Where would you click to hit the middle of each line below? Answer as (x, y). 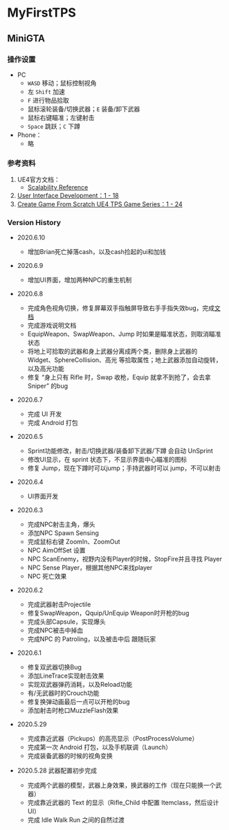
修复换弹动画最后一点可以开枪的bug (79, 702)
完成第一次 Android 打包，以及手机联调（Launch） (99, 747)
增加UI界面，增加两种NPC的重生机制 (80, 280)
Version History (34, 223)
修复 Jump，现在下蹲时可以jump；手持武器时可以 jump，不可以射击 (124, 468)
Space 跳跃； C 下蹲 (54, 126)
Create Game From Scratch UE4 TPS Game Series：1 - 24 (100, 204)
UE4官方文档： (38, 180)
